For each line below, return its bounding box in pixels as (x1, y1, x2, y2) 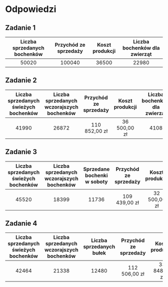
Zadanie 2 (5, 76, 37, 84)
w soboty (84, 178, 108, 185)
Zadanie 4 (5, 219, 37, 228)
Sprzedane (83, 165, 110, 172)
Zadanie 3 (5, 147, 37, 156)
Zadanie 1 (5, 23, 36, 32)
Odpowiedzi (5, 3, 56, 15)
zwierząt (130, 51, 152, 57)
